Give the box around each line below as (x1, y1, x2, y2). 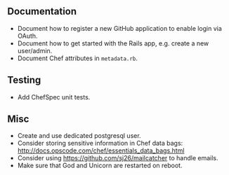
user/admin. (17, 46, 53, 55)
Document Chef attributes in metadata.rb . (17, 54, 138, 62)
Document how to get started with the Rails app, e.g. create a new (17, 38, 209, 48)
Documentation (7, 6, 77, 17)
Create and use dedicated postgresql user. (17, 132, 142, 140)
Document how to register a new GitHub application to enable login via (17, 24, 223, 32)
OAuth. (17, 31, 38, 40)
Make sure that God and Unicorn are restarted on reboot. (17, 161, 183, 170)
